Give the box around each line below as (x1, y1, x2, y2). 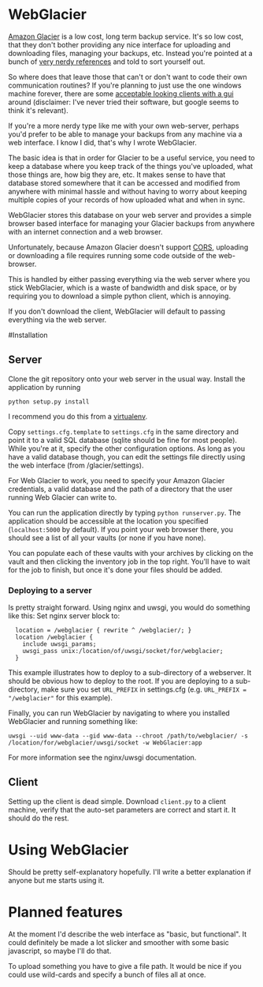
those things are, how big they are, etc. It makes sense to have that (8, 170, 226, 179)
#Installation (8, 330, 49, 340)
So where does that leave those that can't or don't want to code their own (8, 72, 248, 81)
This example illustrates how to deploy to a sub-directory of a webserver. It (8, 668, 252, 677)
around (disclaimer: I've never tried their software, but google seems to (8, 97, 239, 107)
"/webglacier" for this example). (8, 693, 113, 703)
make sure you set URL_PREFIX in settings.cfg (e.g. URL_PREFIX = (40, 685, 246, 694)
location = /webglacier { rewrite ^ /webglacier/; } (15, 626, 192, 635)
